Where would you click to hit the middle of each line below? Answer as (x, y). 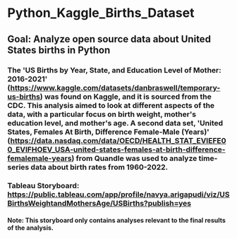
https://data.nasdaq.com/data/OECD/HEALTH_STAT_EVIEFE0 (118, 140)
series (18, 167)
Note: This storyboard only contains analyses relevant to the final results (116, 221)
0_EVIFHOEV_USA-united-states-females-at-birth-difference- (116, 149)
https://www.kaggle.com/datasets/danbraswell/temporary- (115, 87)
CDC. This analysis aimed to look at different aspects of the (111, 105)
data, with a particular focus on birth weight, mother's (102, 114)
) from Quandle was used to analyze (134, 158)
